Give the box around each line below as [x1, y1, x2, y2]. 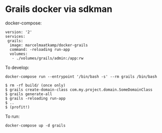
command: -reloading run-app [9, 47, 70, 52]
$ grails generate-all [5, 91, 52, 97]
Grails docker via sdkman [5, 3, 113, 15]
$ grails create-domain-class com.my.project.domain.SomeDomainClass [5, 87, 153, 92]
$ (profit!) [5, 105, 30, 110]
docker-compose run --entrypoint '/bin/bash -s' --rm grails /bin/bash [5, 74, 157, 79]
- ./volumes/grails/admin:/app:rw [11, 56, 84, 61]
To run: [5, 113, 20, 119]
